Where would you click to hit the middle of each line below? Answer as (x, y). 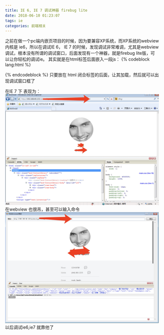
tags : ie (14, 21)
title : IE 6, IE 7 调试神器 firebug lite (46, 10)
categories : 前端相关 (26, 26)
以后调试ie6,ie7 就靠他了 (30, 327)
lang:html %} (18, 65)
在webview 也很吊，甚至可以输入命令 (42, 209)
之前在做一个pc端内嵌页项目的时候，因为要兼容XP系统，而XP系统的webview (82, 41)
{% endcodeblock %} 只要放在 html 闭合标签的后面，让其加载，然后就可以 (80, 75)
